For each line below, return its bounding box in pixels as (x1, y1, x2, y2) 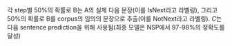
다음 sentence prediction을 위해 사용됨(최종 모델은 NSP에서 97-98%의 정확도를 (7, 23, 225, 31)
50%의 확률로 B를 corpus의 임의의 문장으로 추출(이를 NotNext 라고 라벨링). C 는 (7, 14, 222, 23)
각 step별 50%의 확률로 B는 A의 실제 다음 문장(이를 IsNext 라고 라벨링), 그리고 (7, 6, 218, 14)
